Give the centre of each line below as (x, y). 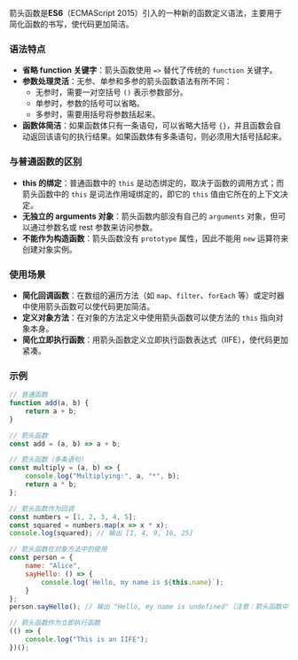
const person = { (41, 558)
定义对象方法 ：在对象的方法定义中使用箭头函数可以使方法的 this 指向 (149, 317)
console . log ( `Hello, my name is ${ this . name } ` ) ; (133, 582)
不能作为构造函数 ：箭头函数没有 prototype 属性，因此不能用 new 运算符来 (155, 238)
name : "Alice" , (53, 566)
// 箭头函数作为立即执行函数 (55, 623)
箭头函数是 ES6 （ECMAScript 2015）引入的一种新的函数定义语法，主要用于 (145, 13)
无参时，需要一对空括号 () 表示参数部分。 (111, 92)
